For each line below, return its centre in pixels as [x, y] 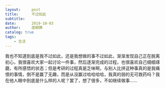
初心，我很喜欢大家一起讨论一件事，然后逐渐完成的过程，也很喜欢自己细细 [80, 62]
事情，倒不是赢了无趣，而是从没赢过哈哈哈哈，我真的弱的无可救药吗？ [84, 74]
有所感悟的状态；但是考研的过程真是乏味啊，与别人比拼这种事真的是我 [84, 68]
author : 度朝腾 [24, 28]
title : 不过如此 [26, 14]
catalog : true [20, 32]
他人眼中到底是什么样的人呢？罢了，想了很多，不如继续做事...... [73, 80]
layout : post [23, 10]
